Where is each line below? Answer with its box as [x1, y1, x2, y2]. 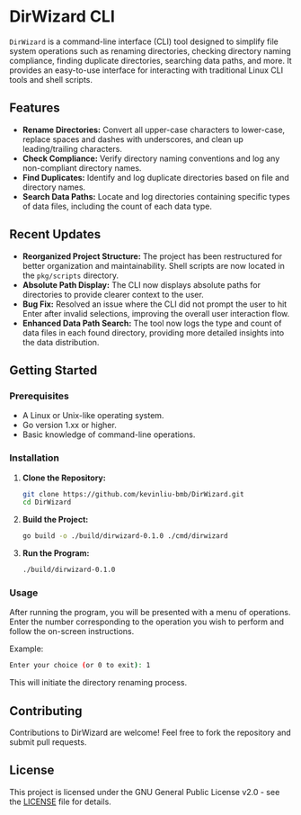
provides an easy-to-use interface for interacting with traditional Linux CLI [9, 65, 284, 76]
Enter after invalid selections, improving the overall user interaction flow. [22, 308, 290, 318]
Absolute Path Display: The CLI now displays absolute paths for [22, 279, 261, 290]
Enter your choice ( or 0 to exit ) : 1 [9, 661, 151, 670]
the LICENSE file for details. [9, 796, 112, 807]
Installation [9, 452, 60, 464]
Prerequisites [9, 390, 69, 402]
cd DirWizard [22, 497, 72, 507]
